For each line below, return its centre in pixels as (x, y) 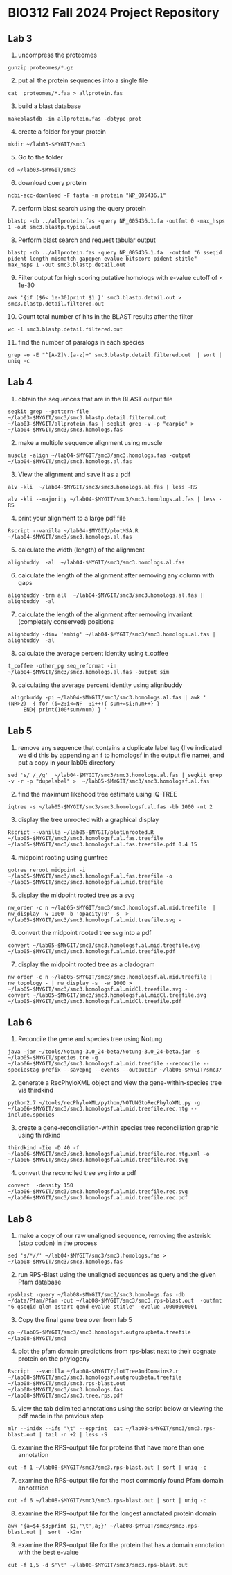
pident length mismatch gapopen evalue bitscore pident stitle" (102, 259)
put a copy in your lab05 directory (66, 762)
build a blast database (50, 106)
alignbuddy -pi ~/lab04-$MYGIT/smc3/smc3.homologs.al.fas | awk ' (109, 697)
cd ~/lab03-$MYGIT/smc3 (42, 170)
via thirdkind (36, 1090)
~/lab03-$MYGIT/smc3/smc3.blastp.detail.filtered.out (87, 417)
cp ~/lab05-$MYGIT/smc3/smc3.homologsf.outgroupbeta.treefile (99, 1332)
